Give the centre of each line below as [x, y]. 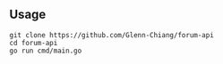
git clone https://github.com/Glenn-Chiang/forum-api [112, 35]
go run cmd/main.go [46, 51]
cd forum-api [34, 43]
